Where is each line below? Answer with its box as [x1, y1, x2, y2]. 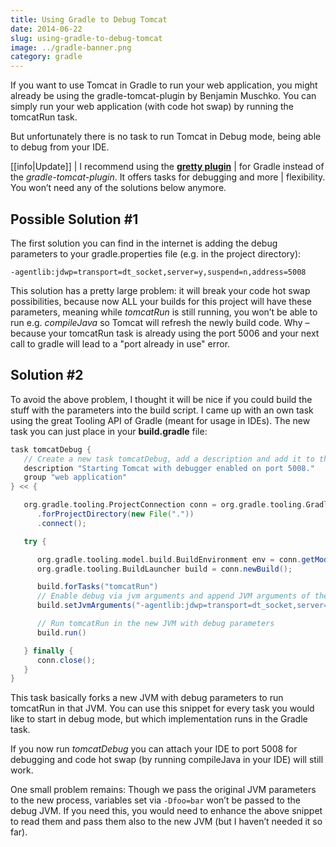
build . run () [36, 627, 87, 638]
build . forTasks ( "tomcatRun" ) [36, 582, 159, 592]
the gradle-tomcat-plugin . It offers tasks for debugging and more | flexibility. [10, 171, 326, 183]
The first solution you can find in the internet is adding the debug [10, 237, 278, 249]
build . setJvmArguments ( [36, 601, 137, 611]
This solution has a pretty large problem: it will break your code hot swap [10, 284, 311, 296]
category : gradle [10, 52, 83, 62]
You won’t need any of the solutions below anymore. [10, 182, 227, 194]
